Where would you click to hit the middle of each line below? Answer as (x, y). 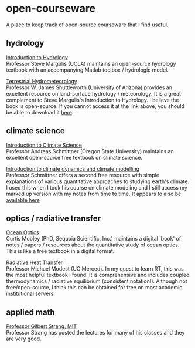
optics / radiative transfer (54, 218)
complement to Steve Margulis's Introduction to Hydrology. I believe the (93, 100)
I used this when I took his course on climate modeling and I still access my (97, 187)
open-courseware (51, 9)
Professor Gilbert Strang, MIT (42, 326)
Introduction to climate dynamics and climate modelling (73, 168)
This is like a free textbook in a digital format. (60, 251)
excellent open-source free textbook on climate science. (74, 157)
